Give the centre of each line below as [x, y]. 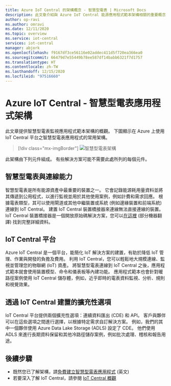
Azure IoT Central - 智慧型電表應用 [79, 103]
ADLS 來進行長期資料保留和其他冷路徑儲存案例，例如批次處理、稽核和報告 [83, 334]
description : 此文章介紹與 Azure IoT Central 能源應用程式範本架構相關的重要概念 [86, 15]
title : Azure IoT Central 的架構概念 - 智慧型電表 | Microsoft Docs [76, 10]
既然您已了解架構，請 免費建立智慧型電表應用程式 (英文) [71, 372]
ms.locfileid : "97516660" [33, 76]
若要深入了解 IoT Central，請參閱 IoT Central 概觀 [64, 378]
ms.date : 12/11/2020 [27, 29]
